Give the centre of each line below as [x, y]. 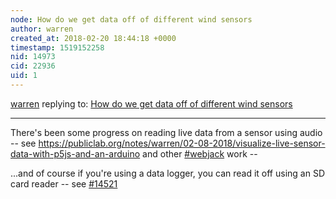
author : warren [42, 29]
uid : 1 [24, 76]
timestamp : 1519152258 [57, 47]
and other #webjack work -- [200, 153]
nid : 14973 [33, 57]
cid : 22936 [33, 66]
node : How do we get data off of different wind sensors [131, 19]
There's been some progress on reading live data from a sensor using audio [166, 132]
